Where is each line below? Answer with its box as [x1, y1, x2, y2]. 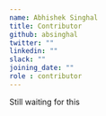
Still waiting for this [9, 96, 81, 107]
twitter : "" [9, 38, 54, 48]
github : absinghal [9, 30, 78, 39]
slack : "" [9, 55, 47, 64]
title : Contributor [9, 22, 83, 31]
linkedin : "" [9, 47, 58, 56]
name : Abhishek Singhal [9, 13, 99, 22]
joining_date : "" [9, 64, 75, 73]
